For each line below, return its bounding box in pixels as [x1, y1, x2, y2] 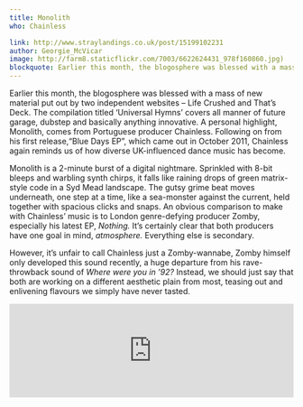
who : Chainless [9, 22, 67, 31]
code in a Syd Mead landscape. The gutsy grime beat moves [29, 182, 255, 192]
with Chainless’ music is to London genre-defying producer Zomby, [9, 211, 261, 221]
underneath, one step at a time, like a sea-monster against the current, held [9, 191, 290, 202]
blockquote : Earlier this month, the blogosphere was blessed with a [9, 63, 277, 72]
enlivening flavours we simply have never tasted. [9, 286, 191, 296]
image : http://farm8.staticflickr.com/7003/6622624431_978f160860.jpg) [9, 55, 284, 64]
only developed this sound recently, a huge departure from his [9, 257, 242, 267]
